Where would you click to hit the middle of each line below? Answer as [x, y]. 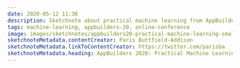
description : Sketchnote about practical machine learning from [105, 21]
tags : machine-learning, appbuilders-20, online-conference [99, 27]
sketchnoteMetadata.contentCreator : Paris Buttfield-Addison [100, 40]
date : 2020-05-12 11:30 [43, 14]
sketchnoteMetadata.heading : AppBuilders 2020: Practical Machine [108, 54]
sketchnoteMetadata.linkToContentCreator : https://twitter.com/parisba [116, 47]
